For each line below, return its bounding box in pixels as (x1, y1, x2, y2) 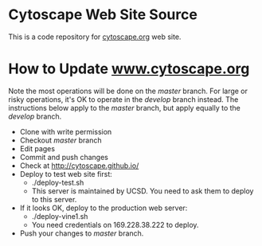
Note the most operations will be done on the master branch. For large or (8, 86, 248, 96)
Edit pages (19, 143, 56, 153)
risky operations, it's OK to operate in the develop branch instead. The (8, 94, 239, 104)
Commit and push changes (19, 152, 109, 162)
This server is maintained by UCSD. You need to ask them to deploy (31, 185, 254, 196)
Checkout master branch (19, 135, 102, 145)
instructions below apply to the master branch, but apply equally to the (8, 103, 240, 112)
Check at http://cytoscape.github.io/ (19, 161, 139, 170)
